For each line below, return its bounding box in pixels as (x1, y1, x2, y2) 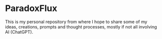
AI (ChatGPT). (5, 29, 33, 35)
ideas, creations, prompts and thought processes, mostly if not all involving (5, 24, 157, 29)
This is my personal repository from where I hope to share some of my (5, 19, 147, 25)
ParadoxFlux (5, 3, 57, 14)
